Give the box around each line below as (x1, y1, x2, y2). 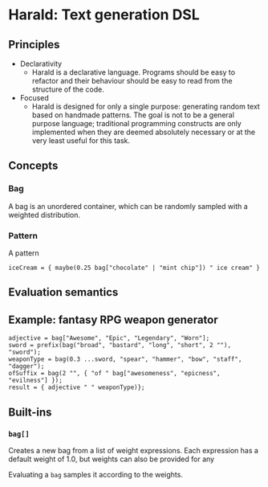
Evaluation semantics (8, 285, 119, 299)
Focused (19, 93, 50, 102)
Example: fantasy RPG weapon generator (8, 313, 218, 326)
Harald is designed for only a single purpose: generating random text (31, 102, 261, 111)
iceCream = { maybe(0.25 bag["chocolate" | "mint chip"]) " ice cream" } (8, 264, 261, 272)
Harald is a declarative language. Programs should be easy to (31, 68, 235, 77)
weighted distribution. (8, 210, 80, 219)
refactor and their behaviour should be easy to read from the (31, 76, 233, 85)
